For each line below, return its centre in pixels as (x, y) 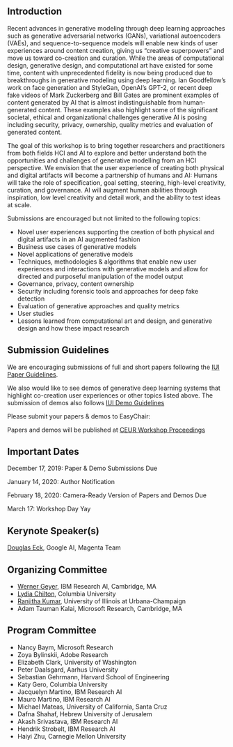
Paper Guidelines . (33, 374)
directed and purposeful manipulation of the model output (100, 276)
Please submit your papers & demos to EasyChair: (79, 416)
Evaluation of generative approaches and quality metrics (98, 305)
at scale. (19, 204)
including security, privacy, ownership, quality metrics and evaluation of (110, 124)
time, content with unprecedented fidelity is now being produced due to (110, 73)
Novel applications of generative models (75, 254)
